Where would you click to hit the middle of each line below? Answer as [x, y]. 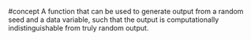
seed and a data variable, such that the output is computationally [114, 20]
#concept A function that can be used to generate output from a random [126, 11]
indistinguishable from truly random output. [79, 28]
